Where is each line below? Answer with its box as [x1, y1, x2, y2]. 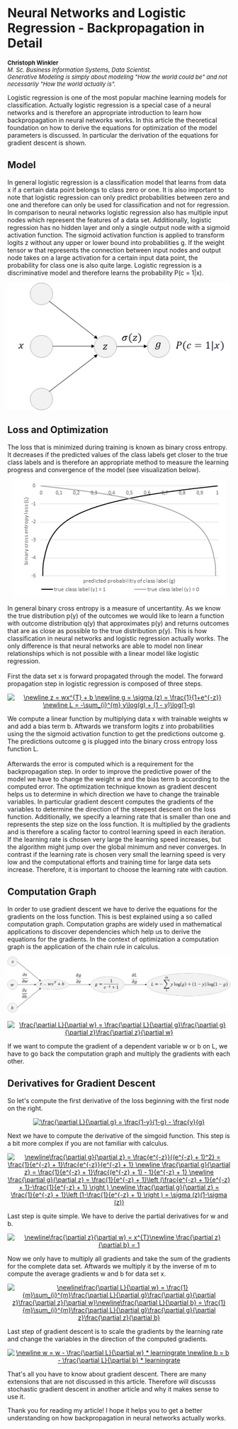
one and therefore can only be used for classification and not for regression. [7, 200, 230, 209]
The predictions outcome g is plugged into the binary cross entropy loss [7, 737, 218, 745]
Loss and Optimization [7, 424, 108, 436]
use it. [7, 1392, 25, 1401]
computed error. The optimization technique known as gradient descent [7, 782, 217, 791]
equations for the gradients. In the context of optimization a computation [7, 935, 220, 943]
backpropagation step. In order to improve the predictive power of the [7, 767, 211, 775]
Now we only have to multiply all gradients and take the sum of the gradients [7, 1254, 231, 1263]
